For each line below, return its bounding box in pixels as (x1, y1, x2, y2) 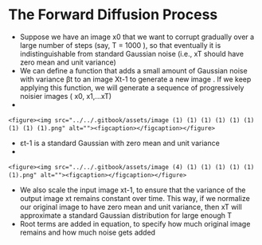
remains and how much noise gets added (19, 227, 156, 237)
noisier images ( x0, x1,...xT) (19, 91, 112, 101)
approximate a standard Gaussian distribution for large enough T (19, 210, 233, 220)
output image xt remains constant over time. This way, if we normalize (19, 193, 251, 203)
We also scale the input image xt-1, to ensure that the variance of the (19, 185, 246, 195)
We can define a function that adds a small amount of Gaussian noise (19, 65, 248, 75)
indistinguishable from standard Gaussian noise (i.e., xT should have (19, 49, 244, 58)
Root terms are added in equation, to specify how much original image (19, 219, 251, 228)
